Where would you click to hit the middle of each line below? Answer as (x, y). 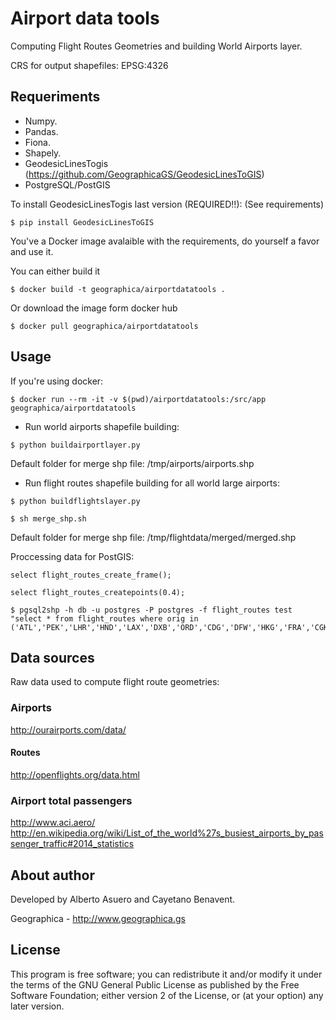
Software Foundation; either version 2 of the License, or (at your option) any (167, 995)
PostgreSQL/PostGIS (67, 184)
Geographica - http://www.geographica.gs (98, 918)
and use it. (32, 251)
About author (53, 875)
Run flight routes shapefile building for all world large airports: (152, 483)
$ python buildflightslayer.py (75, 501)
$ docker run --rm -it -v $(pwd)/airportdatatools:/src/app (138, 399)
